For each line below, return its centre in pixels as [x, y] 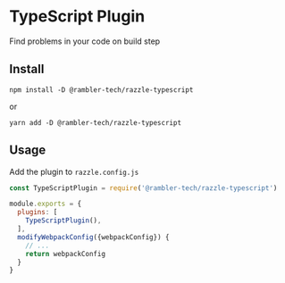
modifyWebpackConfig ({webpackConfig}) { [93, 237]
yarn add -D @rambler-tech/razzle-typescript [95, 122]
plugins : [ [38, 212]
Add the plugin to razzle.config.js [74, 171]
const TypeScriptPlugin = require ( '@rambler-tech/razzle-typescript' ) [143, 188]
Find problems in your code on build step [85, 41]
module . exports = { [46, 204]
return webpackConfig [65, 254]
